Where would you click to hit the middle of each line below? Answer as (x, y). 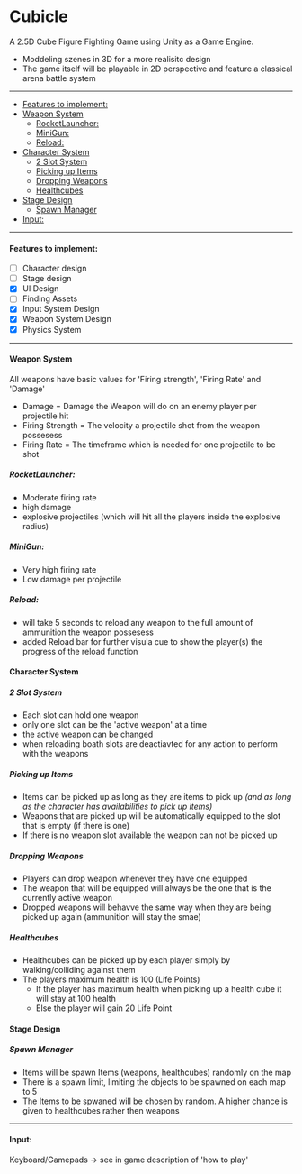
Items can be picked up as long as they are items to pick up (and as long (157, 797)
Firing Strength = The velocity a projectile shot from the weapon (141, 425)
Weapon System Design (67, 319)
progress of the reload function (80, 651)
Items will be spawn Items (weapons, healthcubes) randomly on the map (157, 1072)
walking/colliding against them (79, 970)
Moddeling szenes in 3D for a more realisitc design (116, 59)
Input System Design (61, 309)
